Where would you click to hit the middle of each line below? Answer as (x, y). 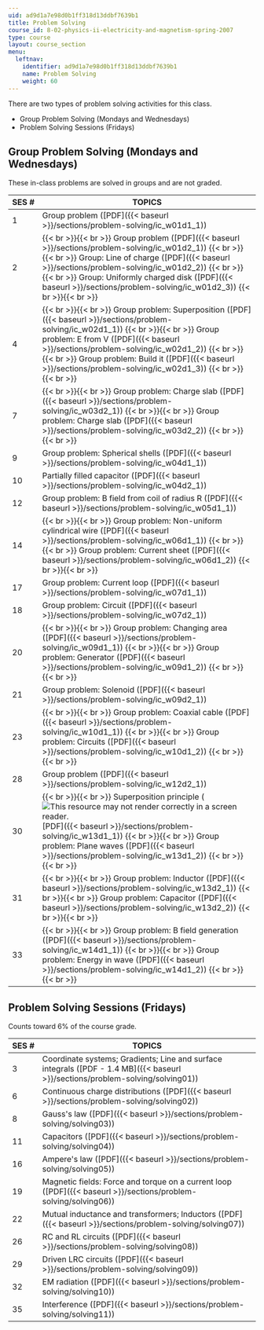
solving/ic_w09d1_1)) (82, 647)
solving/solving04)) (79, 1146)
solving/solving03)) (79, 1124)
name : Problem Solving (59, 74)
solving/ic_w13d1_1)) (82, 836)
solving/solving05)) (79, 1169)
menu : (17, 52)
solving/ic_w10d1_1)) (82, 732)
